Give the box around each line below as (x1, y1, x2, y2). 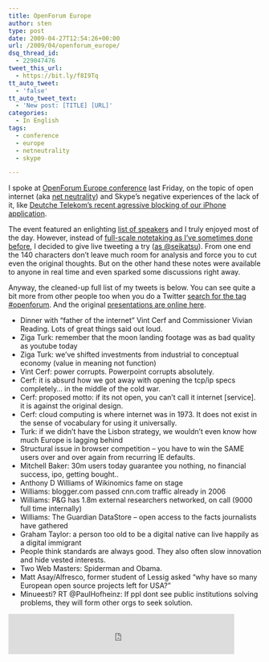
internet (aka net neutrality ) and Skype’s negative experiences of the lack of (8, 192, 259, 201)
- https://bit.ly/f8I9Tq (15, 72, 99, 80)
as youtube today (19, 341, 78, 351)
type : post (8, 27, 45, 35)
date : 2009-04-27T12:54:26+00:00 (8, 34, 120, 43)
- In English (15, 117, 59, 125)
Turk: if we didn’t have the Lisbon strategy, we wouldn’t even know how (19, 427, 257, 437)
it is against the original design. (19, 401, 124, 411)
